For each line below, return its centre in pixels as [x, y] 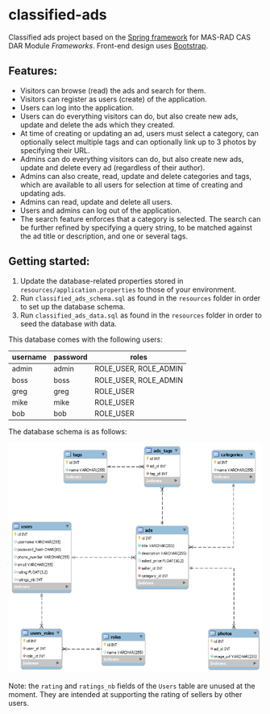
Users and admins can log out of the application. [101, 210]
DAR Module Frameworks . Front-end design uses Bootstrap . [108, 45]
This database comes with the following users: [86, 339]
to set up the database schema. [73, 306]
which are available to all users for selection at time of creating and [131, 185]
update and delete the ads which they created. [98, 125]
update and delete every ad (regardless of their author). [112, 168]
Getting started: [49, 262]
